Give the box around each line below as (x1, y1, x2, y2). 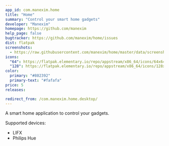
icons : (5, 54, 19, 60)
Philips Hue (12, 135, 36, 141)
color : (5, 69, 19, 74)
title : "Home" (5, 12, 35, 17)
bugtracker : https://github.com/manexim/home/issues (5, 36, 118, 41)
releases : (5, 87, 26, 92)
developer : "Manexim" (5, 21, 51, 27)
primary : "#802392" (10, 73, 51, 78)
